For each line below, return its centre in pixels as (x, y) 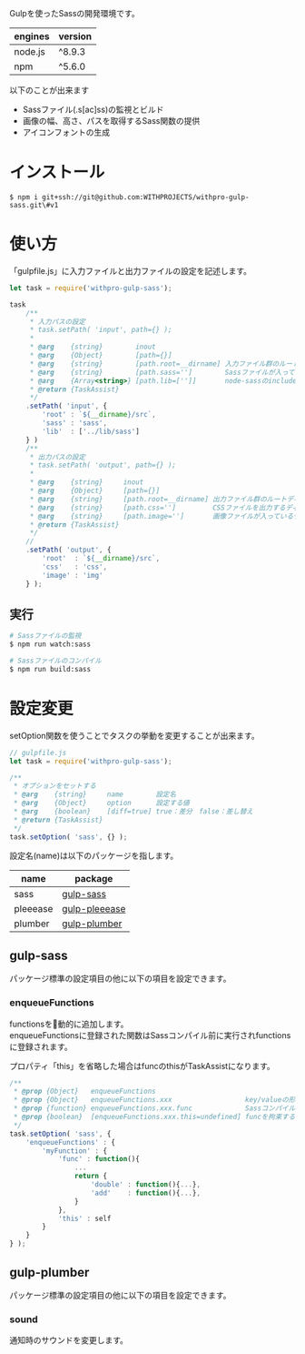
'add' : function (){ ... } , (146, 1193)
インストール (57, 172)
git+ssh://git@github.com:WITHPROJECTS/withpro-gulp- (146, 197)
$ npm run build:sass (50, 669)
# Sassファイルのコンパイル (55, 661)
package (93, 878)
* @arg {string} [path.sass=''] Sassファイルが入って (162, 372)
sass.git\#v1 (34, 205)
